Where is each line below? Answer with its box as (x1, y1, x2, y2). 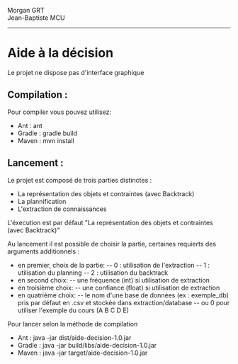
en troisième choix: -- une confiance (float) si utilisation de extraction (17, 283, 220, 292)
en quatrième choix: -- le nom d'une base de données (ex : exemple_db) (17, 290, 229, 300)
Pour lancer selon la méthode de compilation (7, 319, 138, 328)
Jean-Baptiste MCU (7, 13, 65, 22)
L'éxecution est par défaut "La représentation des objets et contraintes (7, 218, 214, 227)
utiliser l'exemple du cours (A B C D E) (17, 306, 130, 314)
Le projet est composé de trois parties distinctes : (7, 176, 152, 184)
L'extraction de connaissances (17, 205, 107, 213)
